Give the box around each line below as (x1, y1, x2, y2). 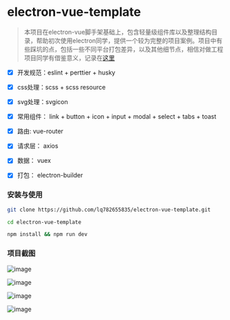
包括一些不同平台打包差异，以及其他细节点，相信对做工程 (60, 45, 224, 53)
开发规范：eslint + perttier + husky (17, 68, 116, 77)
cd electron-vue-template (7, 219, 81, 226)
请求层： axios (17, 142, 59, 150)
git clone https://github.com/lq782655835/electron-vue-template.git (7, 206, 211, 213)
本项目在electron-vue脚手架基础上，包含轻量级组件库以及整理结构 (23, 28, 212, 36)
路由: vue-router (17, 127, 64, 135)
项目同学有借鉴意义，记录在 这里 (23, 53, 115, 62)
